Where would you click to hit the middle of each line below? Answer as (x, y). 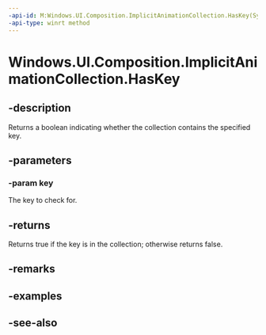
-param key (31, 183)
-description (40, 108)
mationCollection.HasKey (94, 79)
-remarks (32, 269)
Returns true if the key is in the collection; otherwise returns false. (116, 244)
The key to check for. (43, 200)
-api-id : (23, 15)
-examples (35, 296)
